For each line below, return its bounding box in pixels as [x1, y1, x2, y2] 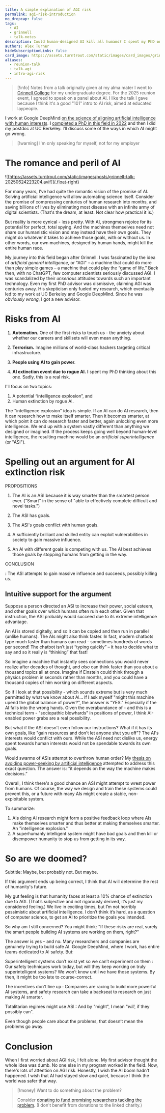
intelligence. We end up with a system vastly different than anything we [5, 423, 150, 429]
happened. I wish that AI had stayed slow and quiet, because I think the [5, 1073, 150, 1079]
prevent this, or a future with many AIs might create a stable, [5, 791, 128, 797]
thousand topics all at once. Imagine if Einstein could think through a [5, 669, 143, 675]
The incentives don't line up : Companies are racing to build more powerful [5, 984, 157, 990]
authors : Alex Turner [5, 44, 50, 49]
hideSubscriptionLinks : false [5, 48, 67, 53]
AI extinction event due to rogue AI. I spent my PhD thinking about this [12, 369, 157, 374]
